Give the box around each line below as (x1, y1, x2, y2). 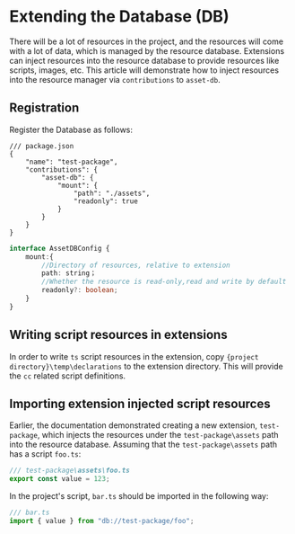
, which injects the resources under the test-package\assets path (37, 430, 280, 441)
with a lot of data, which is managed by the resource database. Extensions (9, 45, 285, 56)
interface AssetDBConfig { (9, 244, 110, 253)
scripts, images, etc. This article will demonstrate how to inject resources (9, 65, 280, 76)
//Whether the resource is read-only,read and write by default (41, 277, 287, 287)
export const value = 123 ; (9, 475, 110, 484)
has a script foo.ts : (9, 449, 82, 459)
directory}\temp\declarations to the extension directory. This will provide (9, 360, 284, 371)
